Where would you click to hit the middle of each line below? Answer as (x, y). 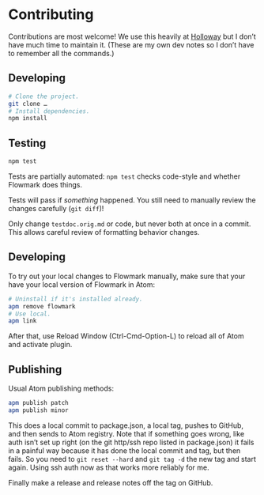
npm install (28, 119)
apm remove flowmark (42, 306)
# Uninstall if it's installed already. (76, 299)
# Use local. (30, 314)
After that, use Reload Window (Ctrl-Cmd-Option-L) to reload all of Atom (126, 336)
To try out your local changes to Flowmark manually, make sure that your (127, 276)
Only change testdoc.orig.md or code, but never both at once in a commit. (130, 224)
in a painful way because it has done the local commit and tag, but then (124, 450)
